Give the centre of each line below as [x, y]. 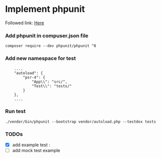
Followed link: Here [25, 23]
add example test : [31, 145]
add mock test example [36, 151]
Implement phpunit [45, 9]
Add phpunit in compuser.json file [47, 36]
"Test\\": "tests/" [52, 86]
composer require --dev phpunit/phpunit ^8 [51, 46]
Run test [15, 111]
